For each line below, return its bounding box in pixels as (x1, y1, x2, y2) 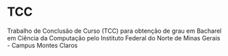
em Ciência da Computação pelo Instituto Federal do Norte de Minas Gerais (7, 33, 220, 42)
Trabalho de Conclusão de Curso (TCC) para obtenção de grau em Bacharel (7, 27, 222, 35)
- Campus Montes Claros (7, 41, 78, 49)
